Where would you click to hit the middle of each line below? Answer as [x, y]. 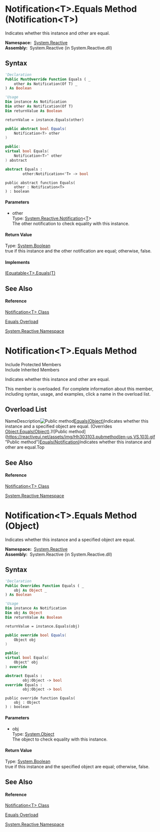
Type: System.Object [33, 734]
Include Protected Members [33, 364]
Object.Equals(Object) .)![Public [36, 431]
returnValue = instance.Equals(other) [45, 120]
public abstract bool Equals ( [36, 129]
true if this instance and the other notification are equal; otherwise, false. [78, 251]
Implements [18, 262]
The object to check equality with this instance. [60, 739]
